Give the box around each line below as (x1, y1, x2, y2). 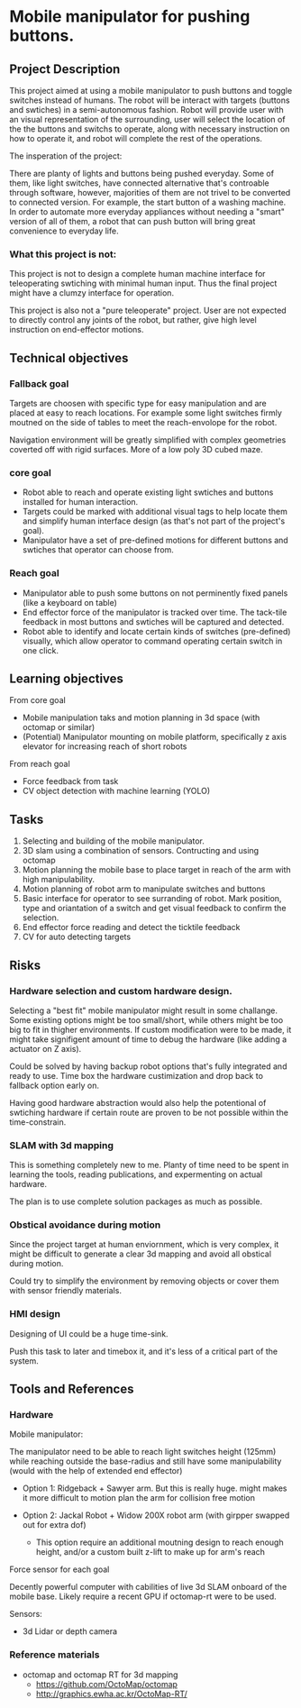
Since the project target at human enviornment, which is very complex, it (9, 1239, 279, 1250)
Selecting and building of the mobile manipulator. (22, 836, 205, 846)
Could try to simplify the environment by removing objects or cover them (9, 1275, 279, 1286)
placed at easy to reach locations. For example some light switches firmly (9, 407, 282, 418)
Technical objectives (9, 350, 129, 366)
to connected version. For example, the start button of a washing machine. (9, 196, 287, 207)
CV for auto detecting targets (22, 931, 132, 943)
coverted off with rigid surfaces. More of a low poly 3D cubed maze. (9, 443, 263, 454)
